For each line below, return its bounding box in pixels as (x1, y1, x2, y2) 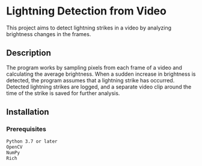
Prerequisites (6, 125, 46, 134)
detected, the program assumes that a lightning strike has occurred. (6, 76, 175, 84)
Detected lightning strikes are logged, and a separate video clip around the (6, 83, 192, 90)
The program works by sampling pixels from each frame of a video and (6, 64, 182, 71)
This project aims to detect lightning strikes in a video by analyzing (6, 24, 172, 31)
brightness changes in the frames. (6, 30, 91, 37)
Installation (6, 107, 49, 117)
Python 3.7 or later (6, 138, 58, 145)
